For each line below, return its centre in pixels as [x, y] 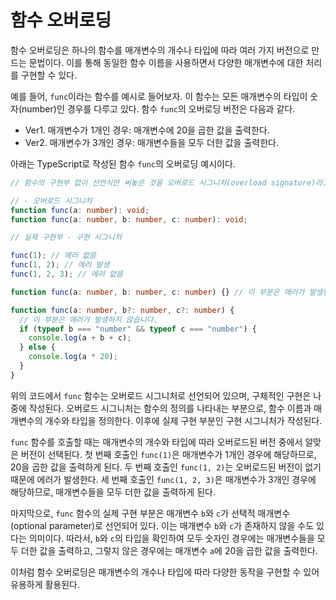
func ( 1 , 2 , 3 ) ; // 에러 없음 [66, 274]
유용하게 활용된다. [45, 584]
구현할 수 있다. [49, 75]
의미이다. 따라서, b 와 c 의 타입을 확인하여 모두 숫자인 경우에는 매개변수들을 [171, 538]
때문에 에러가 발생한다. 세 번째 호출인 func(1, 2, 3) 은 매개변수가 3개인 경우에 [163, 479]
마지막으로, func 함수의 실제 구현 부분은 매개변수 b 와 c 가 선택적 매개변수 [150, 513]
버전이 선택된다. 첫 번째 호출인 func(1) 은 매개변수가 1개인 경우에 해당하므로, [168, 454]
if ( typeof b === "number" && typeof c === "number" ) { [138, 329]
